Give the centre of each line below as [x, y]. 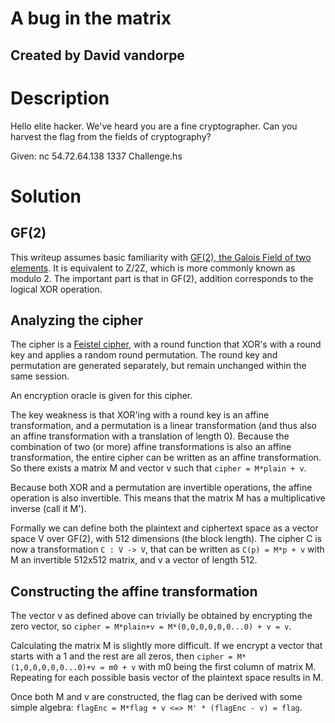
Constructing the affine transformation [134, 591]
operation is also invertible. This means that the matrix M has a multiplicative [168, 498]
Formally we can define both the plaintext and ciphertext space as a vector [164, 528]
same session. [40, 376]
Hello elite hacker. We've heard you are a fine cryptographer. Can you [154, 126]
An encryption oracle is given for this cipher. [101, 396]
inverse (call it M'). [48, 509]
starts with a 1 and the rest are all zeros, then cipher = [121, 656]
